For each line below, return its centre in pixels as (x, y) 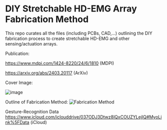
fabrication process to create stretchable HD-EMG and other (67, 38)
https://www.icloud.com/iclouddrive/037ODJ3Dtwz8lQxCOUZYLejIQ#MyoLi (83, 117)
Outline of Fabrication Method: (37, 102)
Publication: (17, 53)
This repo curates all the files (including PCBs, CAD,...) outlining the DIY (79, 33)
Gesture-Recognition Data (32, 111)
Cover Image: (19, 82)
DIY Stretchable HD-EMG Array (71, 9)
